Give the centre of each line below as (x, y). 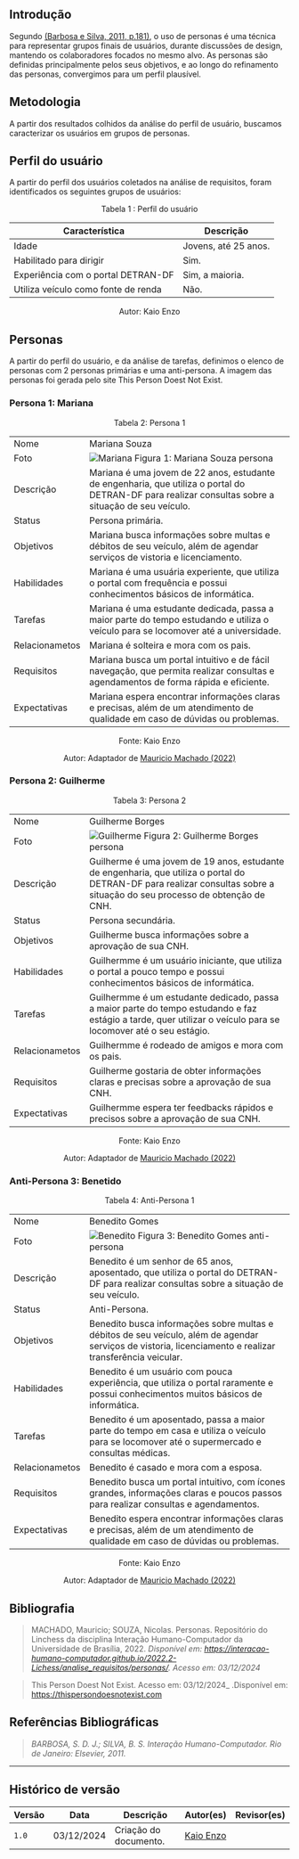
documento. (140, 1841)
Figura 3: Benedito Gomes (192, 1236)
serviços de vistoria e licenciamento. (165, 557)
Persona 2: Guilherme (57, 781)
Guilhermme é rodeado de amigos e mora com (186, 1044)
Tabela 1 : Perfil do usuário (149, 209)
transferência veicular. (136, 1357)
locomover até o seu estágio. (149, 1030)
